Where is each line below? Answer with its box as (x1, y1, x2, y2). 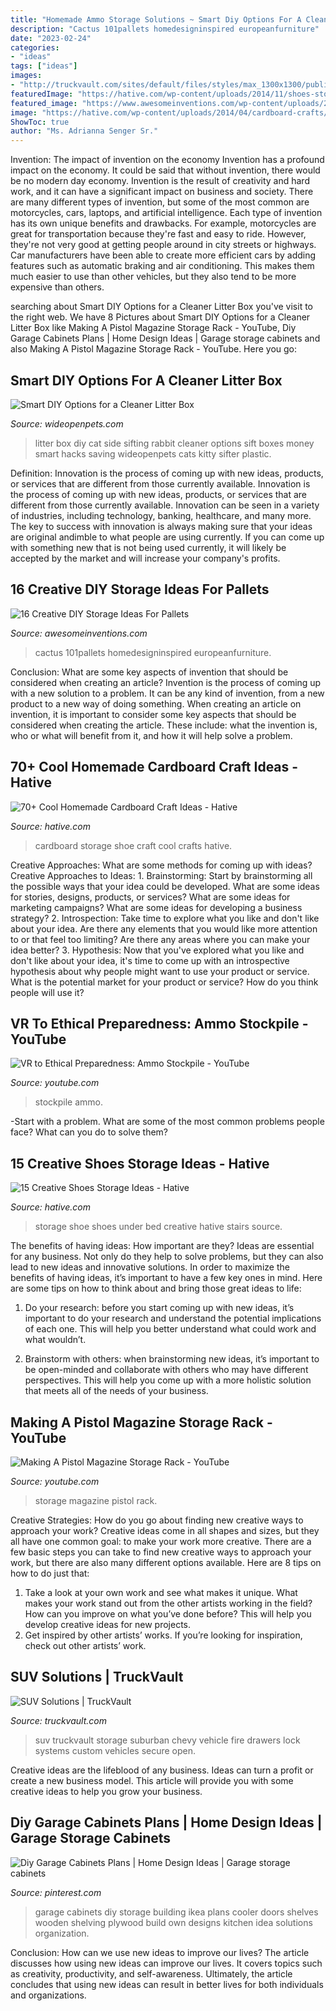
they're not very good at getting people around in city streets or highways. (10, 239, 317, 251)
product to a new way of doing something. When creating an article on (10, 697, 302, 710)
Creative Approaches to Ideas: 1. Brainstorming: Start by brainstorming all (10, 869, 313, 881)
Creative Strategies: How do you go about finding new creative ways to (10, 1514, 304, 1526)
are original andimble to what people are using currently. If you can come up (10, 531, 325, 543)
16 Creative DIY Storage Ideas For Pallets (10, 581, 270, 598)
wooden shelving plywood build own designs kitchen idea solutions (34, 1916, 313, 1928)
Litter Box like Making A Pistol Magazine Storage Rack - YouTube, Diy (10, 322, 297, 334)
